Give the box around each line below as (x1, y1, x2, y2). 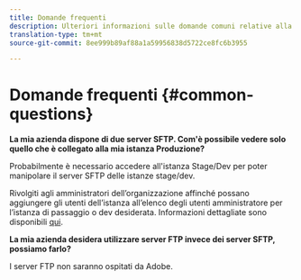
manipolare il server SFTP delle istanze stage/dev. (9, 170, 196, 181)
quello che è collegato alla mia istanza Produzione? (9, 143, 205, 154)
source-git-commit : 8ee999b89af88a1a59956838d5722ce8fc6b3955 (9, 38, 248, 48)
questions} (9, 104, 94, 124)
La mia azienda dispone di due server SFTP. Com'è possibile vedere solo (9, 134, 287, 145)
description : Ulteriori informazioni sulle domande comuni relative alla (9, 22, 293, 31)
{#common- (160, 85, 254, 105)
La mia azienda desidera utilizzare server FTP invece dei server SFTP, (9, 234, 276, 245)
